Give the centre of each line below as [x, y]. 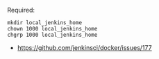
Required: [21, 10]
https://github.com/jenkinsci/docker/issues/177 [84, 48]
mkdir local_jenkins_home [44, 23]
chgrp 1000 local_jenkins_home [52, 35]
